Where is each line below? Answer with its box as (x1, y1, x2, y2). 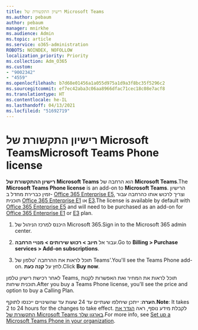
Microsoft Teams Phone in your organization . (6, 318, 116, 325)
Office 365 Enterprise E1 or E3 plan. (6, 210, 93, 217)
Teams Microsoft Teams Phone (6, 146, 160, 159)
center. (14, 228, 33, 235)
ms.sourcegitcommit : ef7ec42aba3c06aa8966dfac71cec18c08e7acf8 (6, 86, 165, 92)
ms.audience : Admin (6, 31, 54, 37)
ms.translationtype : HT (6, 91, 65, 97)
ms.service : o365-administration (6, 42, 89, 48)
